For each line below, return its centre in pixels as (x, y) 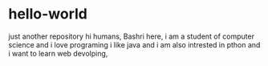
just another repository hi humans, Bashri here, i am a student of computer (132, 36)
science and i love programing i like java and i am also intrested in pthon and (134, 44)
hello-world (48, 14)
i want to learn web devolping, (58, 53)
